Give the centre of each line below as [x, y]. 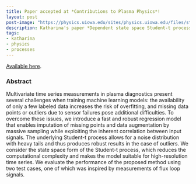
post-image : [20, 22]
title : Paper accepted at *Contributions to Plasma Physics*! [83, 11]
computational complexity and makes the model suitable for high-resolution [97, 156]
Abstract [19, 81]
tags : [13, 33]
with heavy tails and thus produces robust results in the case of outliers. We [97, 144]
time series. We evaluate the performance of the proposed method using [93, 162]
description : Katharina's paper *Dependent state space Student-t [88, 28]
